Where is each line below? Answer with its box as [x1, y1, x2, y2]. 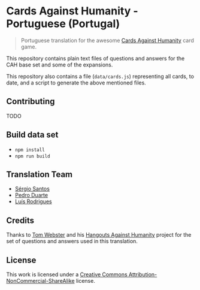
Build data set [6, 130, 59, 140]
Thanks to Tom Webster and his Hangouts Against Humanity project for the [6, 231, 192, 238]
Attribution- [128, 271, 157, 278]
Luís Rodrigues [14, 198, 52, 205]
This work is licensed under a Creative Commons [6, 271, 128, 278]
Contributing [6, 96, 55, 107]
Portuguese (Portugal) [6, 17, 120, 31]
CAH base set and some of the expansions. [6, 61, 113, 68]
